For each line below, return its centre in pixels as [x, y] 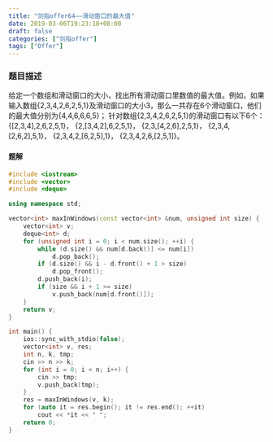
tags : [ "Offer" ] [36, 46]
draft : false [30, 31]
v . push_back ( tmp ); [69, 385]
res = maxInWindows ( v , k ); [69, 400]
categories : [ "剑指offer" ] [53, 39]
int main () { [30, 332]
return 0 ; [40, 422]
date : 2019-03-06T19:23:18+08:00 [65, 24]
